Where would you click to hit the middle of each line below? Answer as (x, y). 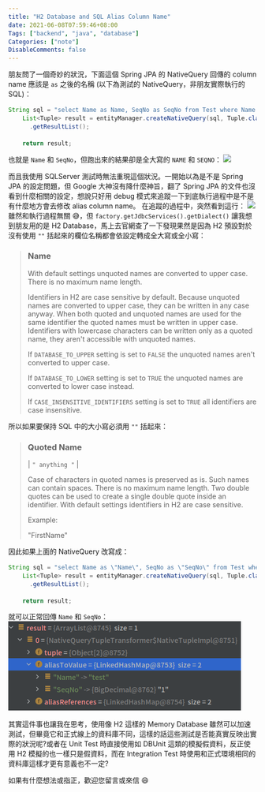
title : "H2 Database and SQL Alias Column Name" (90, 17)
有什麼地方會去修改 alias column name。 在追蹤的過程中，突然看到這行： (127, 206)
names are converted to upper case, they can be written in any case (138, 305)
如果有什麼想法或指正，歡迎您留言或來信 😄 (78, 780)
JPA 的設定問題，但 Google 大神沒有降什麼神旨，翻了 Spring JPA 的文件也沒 (132, 186)
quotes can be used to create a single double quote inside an (127, 496)
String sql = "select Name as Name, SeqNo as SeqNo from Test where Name (132, 110)
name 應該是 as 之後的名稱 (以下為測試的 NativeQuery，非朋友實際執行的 (127, 84)
